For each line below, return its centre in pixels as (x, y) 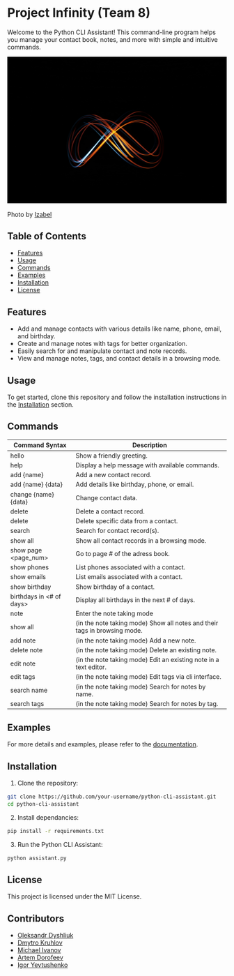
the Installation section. (41, 405)
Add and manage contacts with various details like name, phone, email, (119, 329)
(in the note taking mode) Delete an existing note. (146, 650)
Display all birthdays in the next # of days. (135, 600)
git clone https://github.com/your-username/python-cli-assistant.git (112, 797)
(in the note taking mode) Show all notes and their (147, 623)
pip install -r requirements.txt (56, 831)
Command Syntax (40, 445)
